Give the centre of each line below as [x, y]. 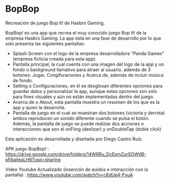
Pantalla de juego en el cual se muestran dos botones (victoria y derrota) [89, 113]
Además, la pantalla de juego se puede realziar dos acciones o [78, 124]
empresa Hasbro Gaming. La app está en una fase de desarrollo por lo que [83, 38]
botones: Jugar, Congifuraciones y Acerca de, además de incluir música [88, 75]
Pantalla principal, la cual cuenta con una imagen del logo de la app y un [88, 64]
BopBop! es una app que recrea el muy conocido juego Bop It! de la [76, 33]
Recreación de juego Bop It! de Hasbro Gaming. [55, 23]
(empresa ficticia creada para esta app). [55, 58]
